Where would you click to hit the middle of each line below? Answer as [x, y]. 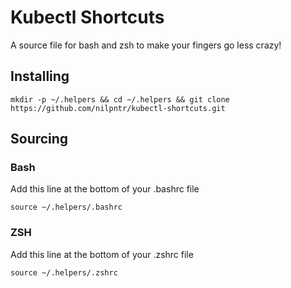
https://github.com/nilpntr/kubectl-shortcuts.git [118, 108]
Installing [40, 76]
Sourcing [39, 139]
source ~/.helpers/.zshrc [64, 272]
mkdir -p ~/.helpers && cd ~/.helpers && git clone [120, 99]
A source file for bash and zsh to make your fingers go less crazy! [146, 45]
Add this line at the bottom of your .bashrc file [105, 189]
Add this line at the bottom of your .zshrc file [102, 254]
